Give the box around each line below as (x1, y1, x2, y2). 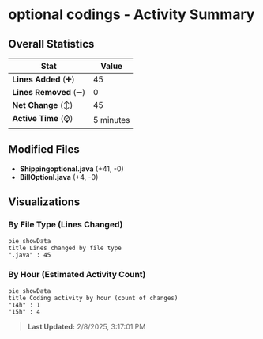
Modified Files (8, 143, 81, 156)
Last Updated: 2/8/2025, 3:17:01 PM (27, 322, 146, 331)
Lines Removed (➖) (12, 87, 85, 97)
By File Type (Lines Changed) (8, 219, 123, 230)
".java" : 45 (8, 251, 51, 259)
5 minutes (92, 114, 130, 125)
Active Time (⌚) (12, 113, 73, 124)
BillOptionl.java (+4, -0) (19, 172, 99, 181)
